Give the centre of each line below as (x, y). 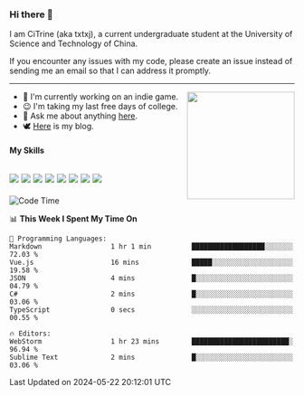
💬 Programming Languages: (58, 239)
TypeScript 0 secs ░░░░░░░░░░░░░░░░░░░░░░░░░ (152, 310)
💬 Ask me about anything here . (80, 116)
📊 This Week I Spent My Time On (73, 218)
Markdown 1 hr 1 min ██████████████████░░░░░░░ (152, 246)
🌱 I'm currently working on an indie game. (100, 97)
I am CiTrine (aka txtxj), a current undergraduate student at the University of (151, 34)
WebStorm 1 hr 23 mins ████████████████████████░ (152, 341)
